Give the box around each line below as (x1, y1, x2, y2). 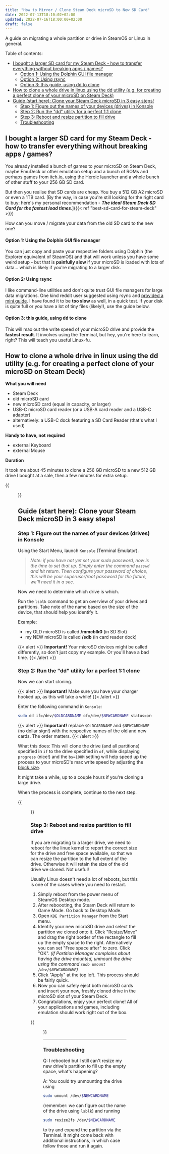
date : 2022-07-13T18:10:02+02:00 (5, 12, 76, 17)
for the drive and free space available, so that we (30, 850, 132, 856)
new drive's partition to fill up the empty (43, 1063, 126, 1069)
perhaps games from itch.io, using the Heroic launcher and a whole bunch (5, 174, 160, 180)
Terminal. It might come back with (43, 1132, 114, 1138)
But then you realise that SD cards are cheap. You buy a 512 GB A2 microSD (5, 189, 163, 195)
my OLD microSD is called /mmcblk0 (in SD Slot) (25, 629, 128, 635)
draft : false (5, 21, 33, 27)
